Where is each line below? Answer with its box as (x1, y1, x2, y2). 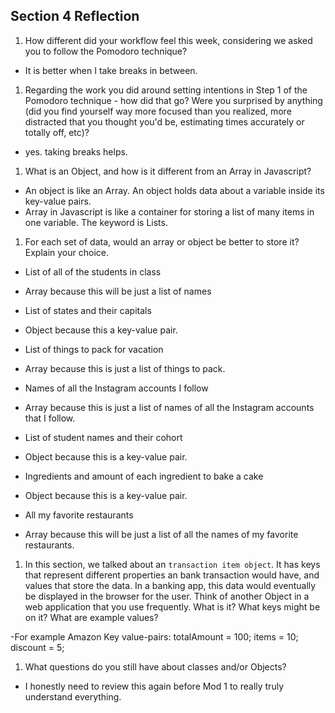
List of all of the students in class (24, 265, 162, 278)
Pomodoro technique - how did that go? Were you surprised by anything (24, 94, 323, 106)
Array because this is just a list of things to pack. (24, 362, 226, 374)
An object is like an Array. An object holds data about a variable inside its (24, 184, 325, 196)
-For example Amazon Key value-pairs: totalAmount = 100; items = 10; (10, 630, 299, 643)
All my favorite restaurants (24, 509, 134, 521)
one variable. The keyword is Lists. (24, 216, 168, 228)
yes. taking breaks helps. (24, 145, 128, 158)
